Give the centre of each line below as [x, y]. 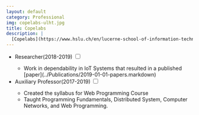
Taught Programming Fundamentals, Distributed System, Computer [105, 99]
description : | [25, 34]
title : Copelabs [26, 28]
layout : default [26, 12]
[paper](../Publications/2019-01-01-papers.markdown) [90, 74]
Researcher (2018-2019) [44, 57]
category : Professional [36, 17]
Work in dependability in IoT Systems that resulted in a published [103, 68]
